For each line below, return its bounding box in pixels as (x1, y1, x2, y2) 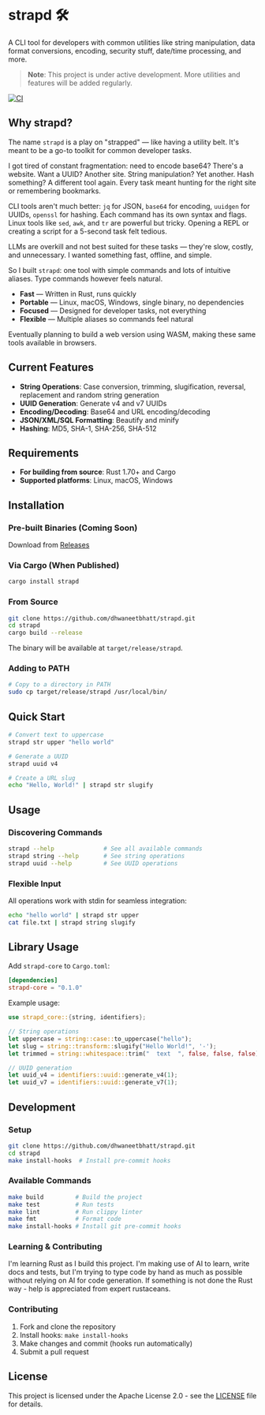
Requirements (8, 446, 79, 460)
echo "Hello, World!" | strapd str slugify (8, 782, 154, 790)
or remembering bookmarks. (8, 186, 101, 196)
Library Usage (8, 940, 79, 954)
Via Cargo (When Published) (8, 559, 120, 570)
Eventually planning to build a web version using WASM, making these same (8, 329, 256, 339)
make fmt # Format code (8, 1215, 122, 1223)
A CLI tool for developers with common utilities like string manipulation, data (8, 37, 256, 47)
